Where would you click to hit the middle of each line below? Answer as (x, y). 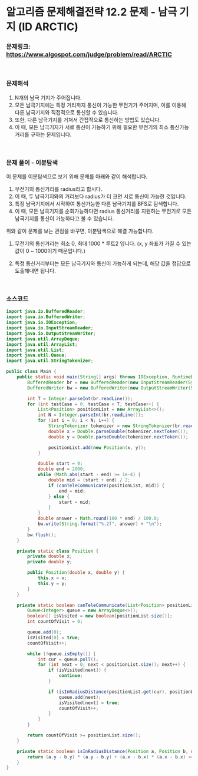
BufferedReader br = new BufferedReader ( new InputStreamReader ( (108, 382)
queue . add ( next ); (80, 697)
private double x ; (50, 557)
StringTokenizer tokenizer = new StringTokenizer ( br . (115, 426)
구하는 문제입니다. (51, 134)
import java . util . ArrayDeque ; (43, 339)
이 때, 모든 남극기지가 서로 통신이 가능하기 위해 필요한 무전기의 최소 (92, 127)
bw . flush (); (42, 535)
